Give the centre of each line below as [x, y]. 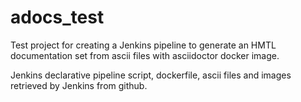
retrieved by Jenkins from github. [79, 85]
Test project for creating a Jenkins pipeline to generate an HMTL [143, 45]
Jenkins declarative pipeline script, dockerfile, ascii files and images [151, 75]
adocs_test [57, 17]
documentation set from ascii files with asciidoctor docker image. [145, 55]
